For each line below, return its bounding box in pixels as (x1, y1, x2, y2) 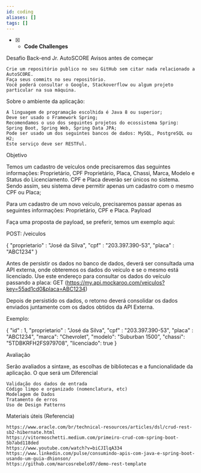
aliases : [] (6, 14, 36, 20)
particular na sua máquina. (6, 87, 77, 93)
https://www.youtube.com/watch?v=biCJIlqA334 (6, 445, 122, 451)
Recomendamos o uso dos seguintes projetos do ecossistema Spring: (6, 120, 179, 126)
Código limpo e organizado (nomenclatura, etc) (6, 386, 128, 392)
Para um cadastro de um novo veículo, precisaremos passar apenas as (6, 200, 182, 208)
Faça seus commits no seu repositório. (6, 76, 107, 83)
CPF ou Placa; (6, 189, 42, 196)
